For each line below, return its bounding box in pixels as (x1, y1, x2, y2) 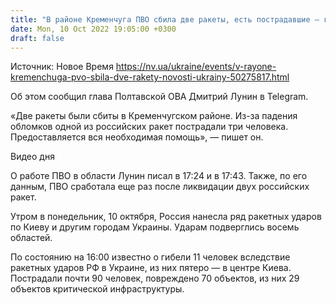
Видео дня (10, 151, 55, 163)
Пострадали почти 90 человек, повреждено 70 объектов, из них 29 (10, 272, 300, 285)
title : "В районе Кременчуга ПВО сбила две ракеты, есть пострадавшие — (10, 14, 320, 25)
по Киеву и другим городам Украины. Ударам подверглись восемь (10, 221, 300, 233)
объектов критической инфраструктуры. (10, 283, 185, 295)
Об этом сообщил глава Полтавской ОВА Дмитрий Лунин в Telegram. (10, 91, 309, 103)
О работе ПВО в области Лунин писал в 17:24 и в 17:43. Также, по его (10, 170, 308, 182)
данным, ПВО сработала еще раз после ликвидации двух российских (10, 181, 310, 193)
